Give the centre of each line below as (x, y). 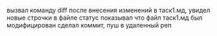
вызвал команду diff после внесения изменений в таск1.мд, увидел (108, 10)
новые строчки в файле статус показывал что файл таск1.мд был (105, 18)
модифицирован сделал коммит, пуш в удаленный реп (89, 25)
